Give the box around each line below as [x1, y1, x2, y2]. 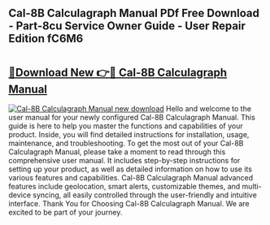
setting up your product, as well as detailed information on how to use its [8, 164, 252, 174]
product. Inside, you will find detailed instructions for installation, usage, [8, 130, 250, 139]
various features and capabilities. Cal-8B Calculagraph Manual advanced [8, 173, 254, 182]
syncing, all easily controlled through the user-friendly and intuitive [32, 190, 258, 200]
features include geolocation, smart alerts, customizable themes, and [8, 182, 241, 191]
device [8, 190, 31, 200]
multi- [242, 182, 262, 191]
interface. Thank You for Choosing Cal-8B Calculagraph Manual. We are [8, 199, 250, 208]
